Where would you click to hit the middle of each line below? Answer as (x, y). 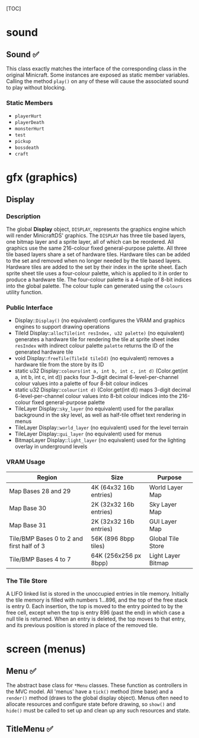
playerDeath (29, 123)
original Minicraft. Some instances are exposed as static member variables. (98, 75)
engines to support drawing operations (62, 327)
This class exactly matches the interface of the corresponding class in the (96, 69)
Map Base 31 (28, 525)
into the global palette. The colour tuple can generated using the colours (95, 286)
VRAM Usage (26, 462)
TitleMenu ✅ (30, 729)
